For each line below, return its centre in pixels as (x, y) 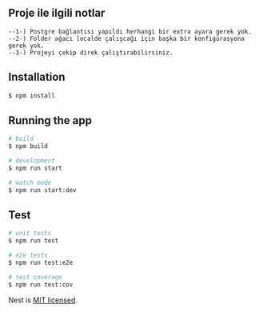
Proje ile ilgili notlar (57, 13)
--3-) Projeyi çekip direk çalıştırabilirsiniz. (91, 52)
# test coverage (35, 277)
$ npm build (28, 146)
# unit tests (30, 234)
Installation (37, 77)
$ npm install (32, 95)
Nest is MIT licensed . (43, 300)
